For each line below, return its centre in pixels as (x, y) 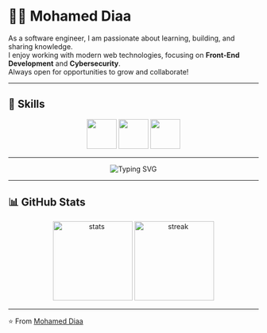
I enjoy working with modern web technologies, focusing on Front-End (124, 55)
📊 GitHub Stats (47, 203)
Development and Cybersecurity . (64, 63)
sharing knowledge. (41, 46)
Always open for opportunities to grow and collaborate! (99, 71)
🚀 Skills (27, 104)
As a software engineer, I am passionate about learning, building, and (122, 38)
